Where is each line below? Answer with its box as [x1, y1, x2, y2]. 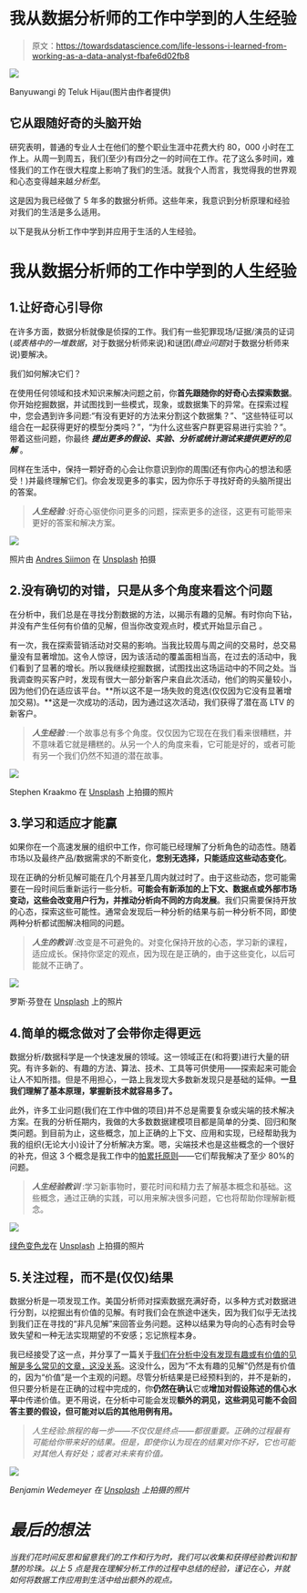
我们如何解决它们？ [9, 368, 82, 379]
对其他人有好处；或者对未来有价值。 [31, 1448, 169, 1458]
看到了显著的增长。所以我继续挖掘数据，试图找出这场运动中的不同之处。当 [16, 662, 297, 673]
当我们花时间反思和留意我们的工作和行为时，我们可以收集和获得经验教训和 [9, 1551, 289, 1562]
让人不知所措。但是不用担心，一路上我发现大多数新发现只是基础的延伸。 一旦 [9, 1074, 297, 1085]
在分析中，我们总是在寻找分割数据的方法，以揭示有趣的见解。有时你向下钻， [9, 608, 297, 619]
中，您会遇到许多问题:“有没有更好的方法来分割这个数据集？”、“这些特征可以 [9, 410, 293, 421]
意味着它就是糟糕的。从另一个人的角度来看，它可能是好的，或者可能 [39, 739, 296, 750]
